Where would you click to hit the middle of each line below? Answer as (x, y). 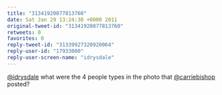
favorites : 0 (26, 39)
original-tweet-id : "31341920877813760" (66, 26)
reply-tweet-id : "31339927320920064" (61, 45)
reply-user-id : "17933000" (45, 52)
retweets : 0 (24, 32)
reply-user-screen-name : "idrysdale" (61, 58)
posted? (18, 84)
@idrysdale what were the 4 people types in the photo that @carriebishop (111, 77)
